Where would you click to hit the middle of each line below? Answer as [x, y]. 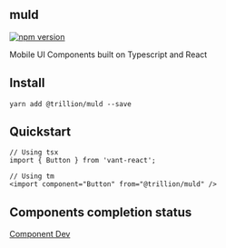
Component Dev [40, 234]
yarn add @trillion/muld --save [70, 104]
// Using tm [32, 176]
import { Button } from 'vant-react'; [83, 161]
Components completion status [101, 212]
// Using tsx [34, 153]
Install [27, 83]
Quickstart [40, 132]
